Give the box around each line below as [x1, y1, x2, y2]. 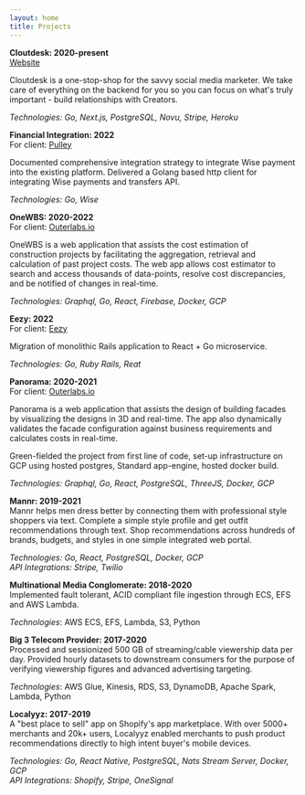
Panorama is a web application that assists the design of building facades [9, 403, 286, 414]
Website [9, 57, 41, 68]
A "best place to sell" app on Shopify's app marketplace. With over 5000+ [9, 718, 289, 729]
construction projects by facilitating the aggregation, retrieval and [9, 249, 256, 260]
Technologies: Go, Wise [9, 194, 99, 205]
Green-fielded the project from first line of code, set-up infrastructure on [9, 450, 283, 461]
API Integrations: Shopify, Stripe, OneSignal [9, 774, 174, 786]
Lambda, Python [9, 691, 71, 702]
